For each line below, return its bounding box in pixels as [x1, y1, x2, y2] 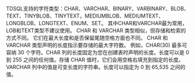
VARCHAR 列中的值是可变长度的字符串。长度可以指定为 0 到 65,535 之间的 [6, 64, 186, 70]
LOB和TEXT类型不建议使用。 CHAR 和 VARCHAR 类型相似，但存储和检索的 [6, 27, 186, 34]
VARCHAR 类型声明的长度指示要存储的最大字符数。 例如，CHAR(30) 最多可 [6, 41, 187, 49]
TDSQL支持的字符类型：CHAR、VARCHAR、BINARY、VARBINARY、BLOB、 [6, 5, 190, 12]
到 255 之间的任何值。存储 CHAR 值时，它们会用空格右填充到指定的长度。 [6, 56, 184, 63]
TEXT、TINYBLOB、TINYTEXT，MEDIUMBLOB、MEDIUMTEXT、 [6, 12, 164, 19]
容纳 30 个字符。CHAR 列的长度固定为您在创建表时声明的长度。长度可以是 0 [6, 49, 190, 56]
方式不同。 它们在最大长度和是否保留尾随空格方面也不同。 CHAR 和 [6, 34, 168, 41]
